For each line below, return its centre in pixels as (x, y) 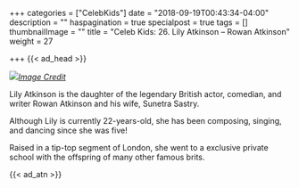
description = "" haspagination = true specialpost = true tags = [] (129, 22)
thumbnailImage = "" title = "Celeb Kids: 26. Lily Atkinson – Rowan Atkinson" (149, 32)
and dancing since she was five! (68, 130)
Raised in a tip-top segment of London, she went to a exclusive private (139, 147)
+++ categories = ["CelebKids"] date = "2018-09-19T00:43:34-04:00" (139, 13)
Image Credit (42, 77)
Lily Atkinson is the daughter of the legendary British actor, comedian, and (145, 94)
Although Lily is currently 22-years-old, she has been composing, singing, (146, 121)
